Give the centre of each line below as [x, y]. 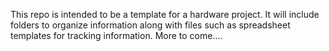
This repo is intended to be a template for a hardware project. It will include [165, 14]
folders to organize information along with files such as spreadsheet [150, 25]
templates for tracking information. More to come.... [116, 35]
